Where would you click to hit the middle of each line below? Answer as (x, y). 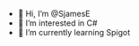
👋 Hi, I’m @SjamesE (54, 14)
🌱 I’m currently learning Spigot (74, 32)
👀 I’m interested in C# (57, 23)
